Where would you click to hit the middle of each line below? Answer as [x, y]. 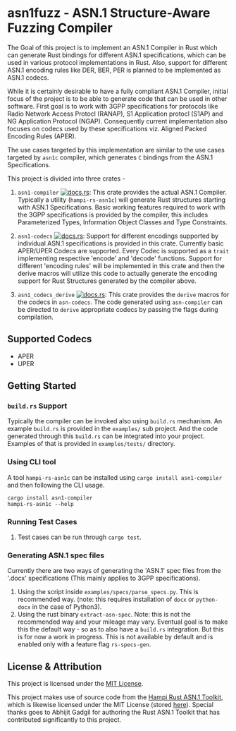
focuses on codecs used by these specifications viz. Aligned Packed [107, 128]
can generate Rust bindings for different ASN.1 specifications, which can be [117, 55]
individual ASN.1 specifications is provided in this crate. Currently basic [120, 243]
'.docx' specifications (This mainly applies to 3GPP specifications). [104, 578]
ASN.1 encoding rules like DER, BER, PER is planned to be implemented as [114, 70]
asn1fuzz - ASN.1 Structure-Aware [109, 13]
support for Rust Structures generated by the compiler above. [107, 281]
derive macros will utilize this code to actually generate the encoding [117, 273]
